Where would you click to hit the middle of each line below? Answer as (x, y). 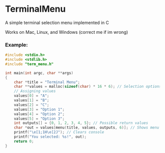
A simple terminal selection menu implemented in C (57, 23)
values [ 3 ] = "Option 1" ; (39, 109)
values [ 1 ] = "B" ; (32, 101)
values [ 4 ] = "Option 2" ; (39, 114)
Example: (16, 45)
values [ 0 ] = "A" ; (32, 96)
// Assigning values (35, 91)
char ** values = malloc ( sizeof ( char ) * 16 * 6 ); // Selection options (88, 87)
